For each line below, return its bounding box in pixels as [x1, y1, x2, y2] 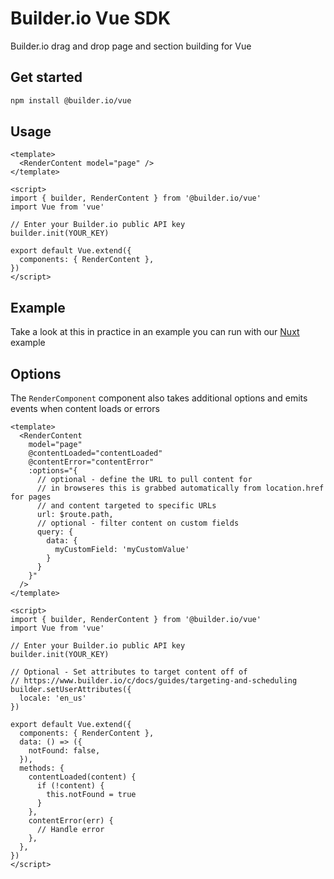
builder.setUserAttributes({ [10, 685, 132, 695]
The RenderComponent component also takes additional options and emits [10, 392, 308, 404]
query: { [36, 527, 74, 537]
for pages [10, 492, 52, 502]
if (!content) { [36, 781, 105, 791]
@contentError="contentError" [28, 457, 155, 467]
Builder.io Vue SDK [10, 7, 172, 30]
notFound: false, [28, 746, 101, 756]
